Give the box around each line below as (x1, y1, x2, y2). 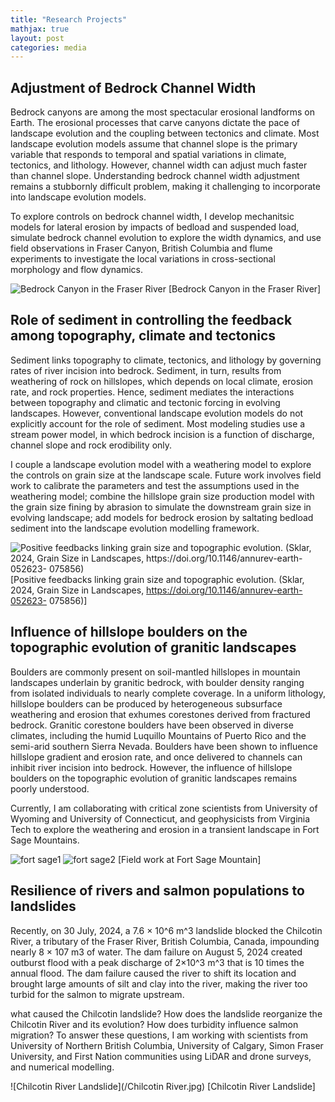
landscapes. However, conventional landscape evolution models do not (10, 407, 304, 419)
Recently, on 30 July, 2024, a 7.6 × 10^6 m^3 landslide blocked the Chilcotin (10, 924, 323, 936)
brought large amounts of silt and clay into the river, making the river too (10, 977, 308, 990)
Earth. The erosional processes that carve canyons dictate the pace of (10, 117, 300, 129)
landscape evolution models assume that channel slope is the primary (10, 138, 298, 150)
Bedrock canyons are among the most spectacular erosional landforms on (10, 106, 316, 118)
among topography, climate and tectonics (10, 327, 277, 345)
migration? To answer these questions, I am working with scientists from (10, 1029, 308, 1041)
